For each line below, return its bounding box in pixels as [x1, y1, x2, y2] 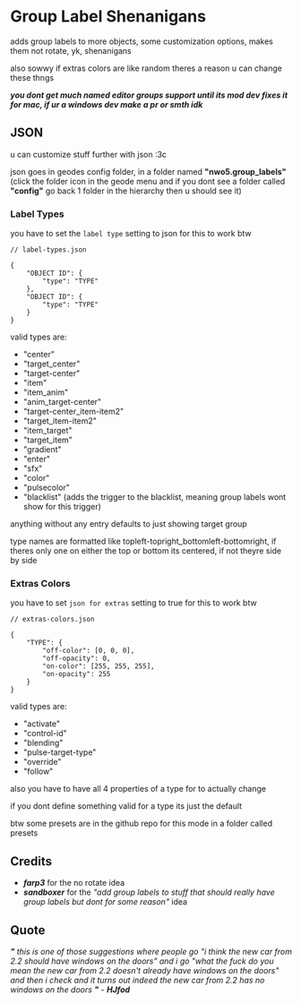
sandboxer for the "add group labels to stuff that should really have [22, 887, 276, 897]
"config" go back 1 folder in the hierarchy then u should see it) [10, 185, 243, 196]
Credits [10, 854, 53, 869]
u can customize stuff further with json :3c [10, 149, 168, 159]
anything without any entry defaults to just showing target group [10, 519, 247, 529]
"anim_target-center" [22, 397, 102, 408]
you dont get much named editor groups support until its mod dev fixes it [10, 90, 288, 100]
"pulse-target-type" [22, 747, 97, 758]
